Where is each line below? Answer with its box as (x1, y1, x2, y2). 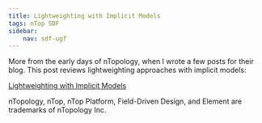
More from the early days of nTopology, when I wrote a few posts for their (8, 57, 255, 66)
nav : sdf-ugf (23, 34, 67, 43)
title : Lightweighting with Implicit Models (8, 11, 161, 20)
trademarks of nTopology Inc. (8, 105, 107, 115)
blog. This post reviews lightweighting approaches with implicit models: (8, 66, 247, 75)
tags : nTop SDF (8, 19, 60, 28)
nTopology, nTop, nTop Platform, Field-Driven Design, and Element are (8, 96, 243, 106)
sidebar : (8, 27, 38, 35)
